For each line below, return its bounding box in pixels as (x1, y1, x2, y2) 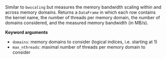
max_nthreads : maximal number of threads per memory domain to (12, 44, 146, 50)
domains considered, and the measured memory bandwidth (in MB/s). (5, 20, 149, 26)
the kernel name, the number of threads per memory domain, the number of (5, 15, 160, 20)
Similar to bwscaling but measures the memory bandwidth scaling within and (5, 4, 162, 10)
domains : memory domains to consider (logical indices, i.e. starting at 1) (12, 39, 158, 45)
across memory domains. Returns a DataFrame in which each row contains (5, 9, 156, 15)
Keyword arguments (5, 29, 48, 35)
